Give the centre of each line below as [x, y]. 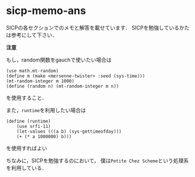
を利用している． [27, 168]
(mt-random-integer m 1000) [40, 81]
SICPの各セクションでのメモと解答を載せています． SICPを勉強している [93, 27]
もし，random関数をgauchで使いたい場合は [59, 60]
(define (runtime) [28, 121]
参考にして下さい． [34, 35]
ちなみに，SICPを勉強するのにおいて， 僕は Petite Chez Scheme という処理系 [97, 160]
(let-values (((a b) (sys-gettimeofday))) [69, 131]
